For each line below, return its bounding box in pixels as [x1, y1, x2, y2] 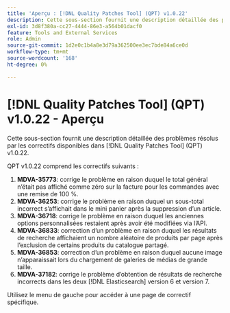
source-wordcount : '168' [7, 55, 78, 62]
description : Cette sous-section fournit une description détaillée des [7, 16, 219, 23]
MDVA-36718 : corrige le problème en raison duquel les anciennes [16, 211, 204, 220]
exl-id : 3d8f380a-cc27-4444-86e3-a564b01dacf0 [7, 23, 142, 30]
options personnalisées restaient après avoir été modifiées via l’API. [16, 219, 207, 227]
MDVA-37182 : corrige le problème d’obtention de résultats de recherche [16, 270, 222, 278]
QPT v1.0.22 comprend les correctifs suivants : [7, 162, 139, 170]
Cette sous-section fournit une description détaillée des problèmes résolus [7, 134, 219, 142]
